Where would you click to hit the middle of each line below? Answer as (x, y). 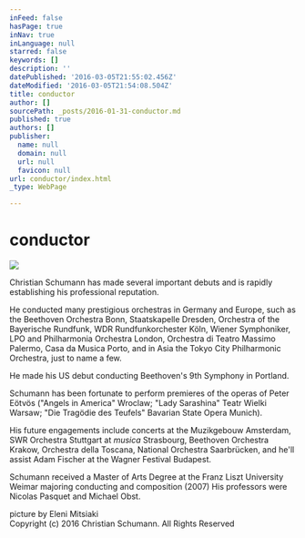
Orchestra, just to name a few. (66, 358)
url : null (36, 162)
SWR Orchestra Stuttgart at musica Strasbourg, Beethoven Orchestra (139, 440)
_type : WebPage (38, 188)
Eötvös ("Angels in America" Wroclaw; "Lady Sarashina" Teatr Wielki (138, 403)
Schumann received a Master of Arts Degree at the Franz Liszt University (147, 477)
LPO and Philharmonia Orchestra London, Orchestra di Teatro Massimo (142, 339)
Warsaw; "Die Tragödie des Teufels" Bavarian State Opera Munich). (136, 413)
